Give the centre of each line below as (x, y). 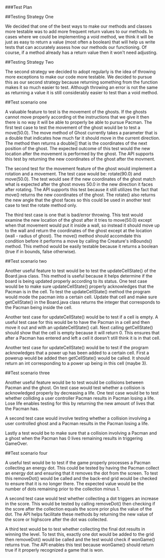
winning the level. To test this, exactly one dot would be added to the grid (80, 534)
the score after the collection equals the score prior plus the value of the (79, 509)
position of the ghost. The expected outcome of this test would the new (78, 148)
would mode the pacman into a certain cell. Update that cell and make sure (81, 297)
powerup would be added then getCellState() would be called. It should (77, 358)
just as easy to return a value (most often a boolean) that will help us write (80, 42)
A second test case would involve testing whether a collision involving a (78, 418)
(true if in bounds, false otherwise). (41, 252)
